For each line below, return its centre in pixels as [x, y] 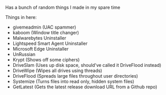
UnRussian [24, 54]
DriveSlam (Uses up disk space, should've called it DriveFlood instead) [87, 65]
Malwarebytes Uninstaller [39, 38]
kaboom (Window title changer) [46, 32]
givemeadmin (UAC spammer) [44, 27]
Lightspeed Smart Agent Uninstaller [50, 43]
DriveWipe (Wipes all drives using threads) [57, 70]
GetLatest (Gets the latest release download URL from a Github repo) [85, 87]
